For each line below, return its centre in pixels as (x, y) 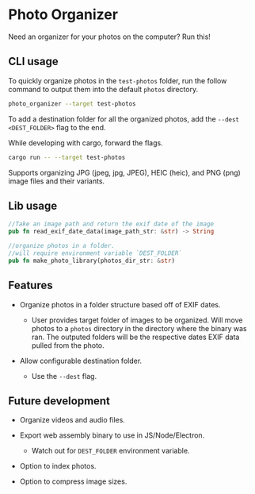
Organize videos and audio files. (72, 420)
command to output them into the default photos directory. (103, 89)
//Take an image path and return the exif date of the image (111, 224)
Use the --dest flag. (64, 376)
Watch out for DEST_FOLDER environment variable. (110, 451)
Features (30, 286)
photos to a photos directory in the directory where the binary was (139, 328)
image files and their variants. (57, 181)
